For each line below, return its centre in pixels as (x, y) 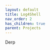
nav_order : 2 (19, 19)
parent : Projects (23, 28)
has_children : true (25, 24)
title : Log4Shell (23, 14)
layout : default (22, 10)
